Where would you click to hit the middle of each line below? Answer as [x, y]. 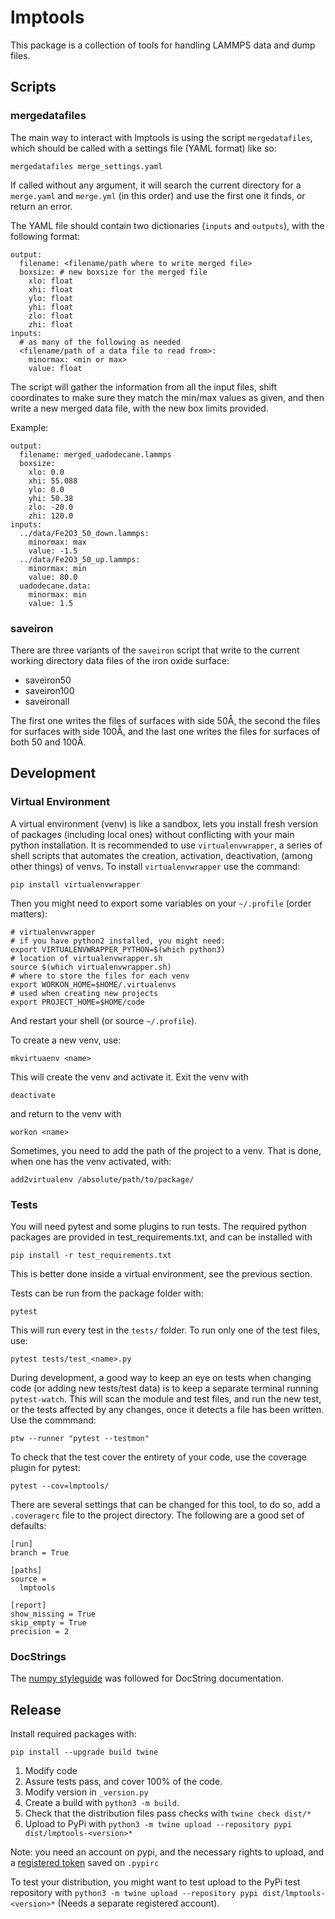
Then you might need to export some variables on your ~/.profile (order [161, 903]
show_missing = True [53, 1614]
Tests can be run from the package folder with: [107, 1293]
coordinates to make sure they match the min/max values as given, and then [167, 397]
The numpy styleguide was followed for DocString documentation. [147, 1678]
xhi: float [51, 289]
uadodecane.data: [55, 586]
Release [36, 1709]
